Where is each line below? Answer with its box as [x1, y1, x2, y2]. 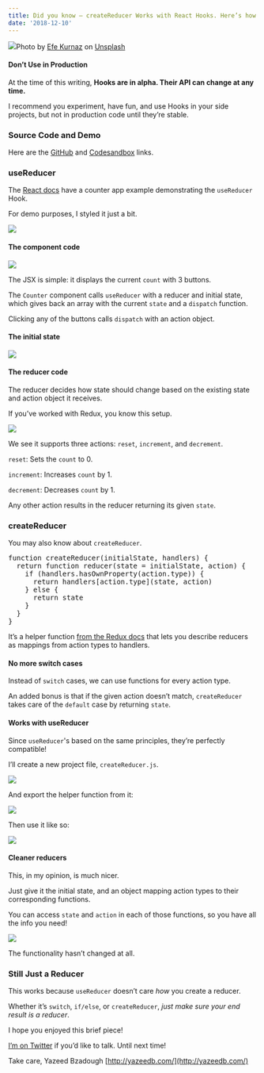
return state [32, 593, 84, 603]
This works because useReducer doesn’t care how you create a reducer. [8, 987, 241, 996]
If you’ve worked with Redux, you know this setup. [8, 408, 172, 418]
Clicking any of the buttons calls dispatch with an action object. [8, 314, 215, 324]
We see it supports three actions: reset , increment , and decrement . [8, 439, 224, 448]
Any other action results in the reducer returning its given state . [8, 500, 216, 510]
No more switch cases [8, 658, 83, 668]
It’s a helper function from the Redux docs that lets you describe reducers [8, 632, 249, 642]
